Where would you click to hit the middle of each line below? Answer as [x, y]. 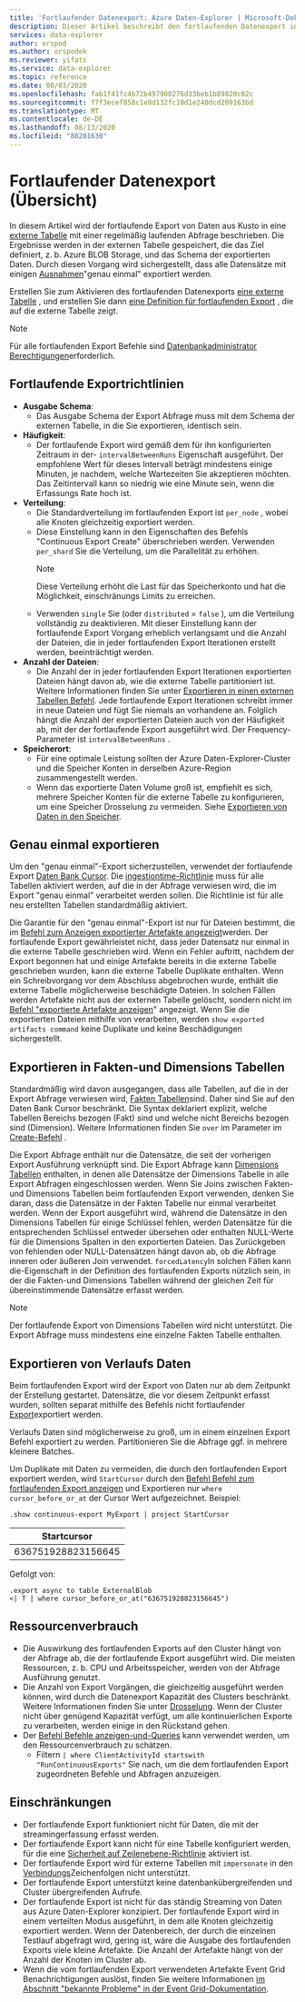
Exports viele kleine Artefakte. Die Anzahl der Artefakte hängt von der [153, 1949]
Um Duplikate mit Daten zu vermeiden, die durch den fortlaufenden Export [148, 1469]
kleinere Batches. [42, 1451]
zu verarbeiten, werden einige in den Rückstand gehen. [126, 1725]
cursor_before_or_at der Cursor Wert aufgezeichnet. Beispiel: [125, 1498]
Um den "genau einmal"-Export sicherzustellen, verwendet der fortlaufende [151, 867]
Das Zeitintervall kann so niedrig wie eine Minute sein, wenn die [155, 483]
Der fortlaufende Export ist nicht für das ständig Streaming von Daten [152, 1901]
